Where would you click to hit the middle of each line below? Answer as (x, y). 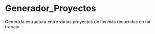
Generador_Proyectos (51, 8)
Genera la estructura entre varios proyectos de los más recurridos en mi (78, 22)
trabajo (12, 26)
